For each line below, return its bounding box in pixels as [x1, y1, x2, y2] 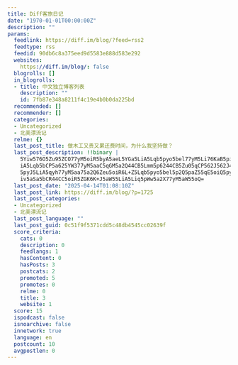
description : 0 [20, 241, 65, 249]
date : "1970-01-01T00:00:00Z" [7, 17, 97, 24]
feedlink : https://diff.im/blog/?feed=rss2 [13, 37, 144, 44]
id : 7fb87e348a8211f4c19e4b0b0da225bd [20, 97, 135, 104]
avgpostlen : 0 [13, 347, 55, 354]
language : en [13, 334, 52, 341]
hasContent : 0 [20, 255, 62, 262]
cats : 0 [20, 235, 42, 242]
